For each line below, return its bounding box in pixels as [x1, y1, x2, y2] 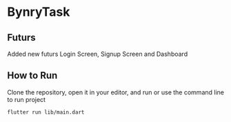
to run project [7, 95, 46, 103]
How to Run [7, 70, 58, 81]
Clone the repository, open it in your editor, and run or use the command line [7, 88, 224, 96]
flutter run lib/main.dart [7, 108, 85, 116]
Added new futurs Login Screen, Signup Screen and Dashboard [7, 50, 188, 58]
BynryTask [7, 4, 70, 20]
